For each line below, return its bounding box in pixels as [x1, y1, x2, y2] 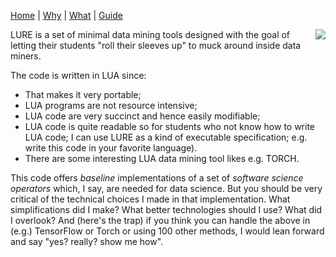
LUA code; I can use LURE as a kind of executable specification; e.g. [24, 131, 308, 143]
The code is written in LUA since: [10, 70, 147, 81]
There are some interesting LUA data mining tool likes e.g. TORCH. [24, 153, 300, 164]
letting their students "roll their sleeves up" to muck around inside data [10, 40, 302, 51]
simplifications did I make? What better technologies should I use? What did [10, 204, 323, 215]
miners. [10, 50, 42, 62]
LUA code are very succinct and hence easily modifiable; [24, 110, 261, 122]
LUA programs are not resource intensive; [24, 100, 198, 111]
